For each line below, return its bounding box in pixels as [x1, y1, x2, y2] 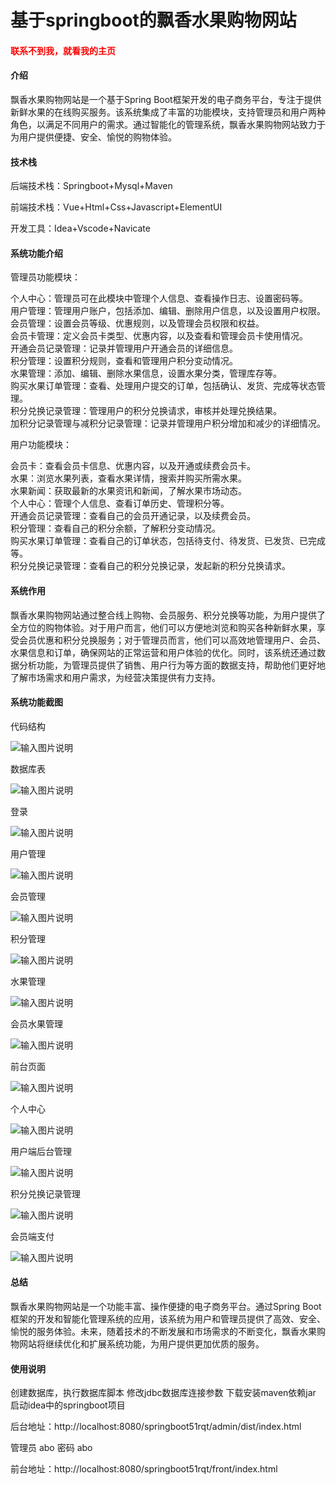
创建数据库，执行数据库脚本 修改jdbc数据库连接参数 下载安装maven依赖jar [10, 1387, 317, 1399]
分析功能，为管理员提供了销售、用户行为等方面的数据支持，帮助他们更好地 [18, 659, 326, 671]
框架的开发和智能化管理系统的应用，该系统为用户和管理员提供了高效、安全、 [10, 1313, 326, 1325]
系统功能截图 [10, 696, 63, 708]
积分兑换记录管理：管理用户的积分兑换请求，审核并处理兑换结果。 [10, 405, 282, 417]
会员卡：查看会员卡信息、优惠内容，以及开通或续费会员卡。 [10, 460, 256, 472]
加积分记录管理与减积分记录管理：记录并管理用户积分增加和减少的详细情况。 [10, 417, 326, 430]
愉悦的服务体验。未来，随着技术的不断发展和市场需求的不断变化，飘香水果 [10, 1326, 317, 1337]
